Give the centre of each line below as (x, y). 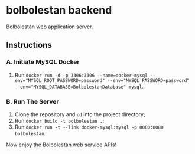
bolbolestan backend (59, 10)
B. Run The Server (32, 101)
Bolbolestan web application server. (50, 27)
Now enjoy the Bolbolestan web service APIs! (61, 145)
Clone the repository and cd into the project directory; (80, 114)
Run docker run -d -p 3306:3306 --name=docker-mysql (81, 75)
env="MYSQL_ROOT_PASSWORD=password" (60, 80)
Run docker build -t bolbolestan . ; (59, 120)
